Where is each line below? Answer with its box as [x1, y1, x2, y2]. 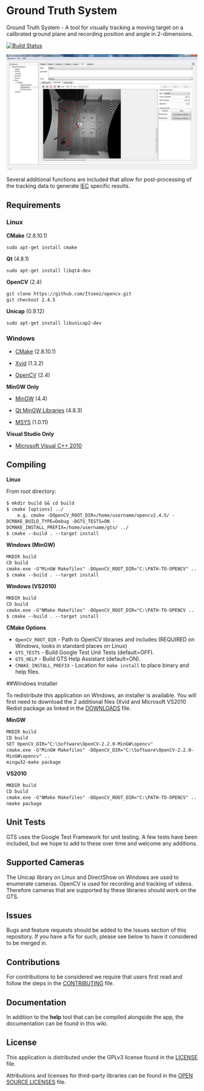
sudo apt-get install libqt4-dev [6, 267, 91, 274]
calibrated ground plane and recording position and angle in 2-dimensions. [6, 30, 194, 37]
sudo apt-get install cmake [6, 244, 78, 250]
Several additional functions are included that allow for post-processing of [6, 176, 192, 183]
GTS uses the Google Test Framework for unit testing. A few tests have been [6, 833, 198, 841]
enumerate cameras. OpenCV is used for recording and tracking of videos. [6, 879, 193, 887]
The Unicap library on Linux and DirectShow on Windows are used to [6, 873, 179, 881]
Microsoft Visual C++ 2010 [15, 442, 82, 450]
